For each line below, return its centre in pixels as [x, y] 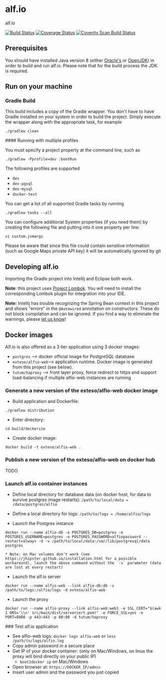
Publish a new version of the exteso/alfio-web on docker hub [80, 460]
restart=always [21, 541]
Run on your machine [39, 86]
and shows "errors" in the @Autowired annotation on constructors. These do [82, 309]
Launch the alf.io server [37, 576]
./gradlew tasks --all [29, 213]
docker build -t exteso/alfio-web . [43, 447]
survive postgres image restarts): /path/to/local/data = [70, 500]
